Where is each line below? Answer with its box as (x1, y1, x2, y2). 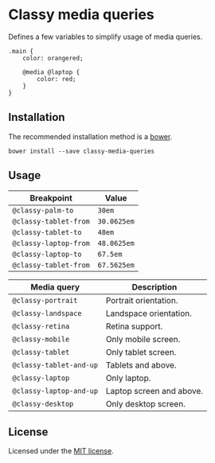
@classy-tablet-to (12, 228, 82, 236)
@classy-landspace (12, 309, 82, 317)
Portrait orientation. (105, 294, 178, 305)
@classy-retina (12, 321, 70, 331)
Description (131, 281, 178, 292)
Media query (30, 281, 80, 292)
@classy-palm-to (12, 205, 74, 215)
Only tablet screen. (105, 346, 177, 357)
